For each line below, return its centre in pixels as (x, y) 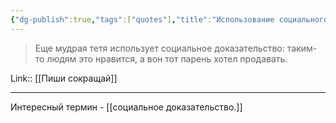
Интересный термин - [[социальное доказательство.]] (126, 107)
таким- (302, 48)
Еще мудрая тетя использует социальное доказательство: (159, 48)
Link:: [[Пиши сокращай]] (64, 78)
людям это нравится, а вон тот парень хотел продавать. (167, 58)
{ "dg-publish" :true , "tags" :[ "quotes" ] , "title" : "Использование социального (169, 19)
